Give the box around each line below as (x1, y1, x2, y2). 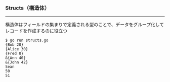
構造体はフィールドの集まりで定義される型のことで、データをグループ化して (5, 22, 164, 28)
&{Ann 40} (5, 55, 26, 61)
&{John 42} (5, 60, 28, 65)
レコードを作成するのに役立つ (5, 28, 67, 34)
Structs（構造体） (5, 4, 50, 11)
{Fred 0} (5, 51, 24, 56)
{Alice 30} (5, 47, 28, 52)
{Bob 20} (5, 42, 24, 47)
